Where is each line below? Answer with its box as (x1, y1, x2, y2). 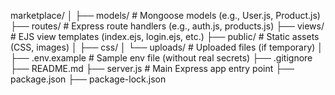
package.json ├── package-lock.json (10, 73, 167, 85)
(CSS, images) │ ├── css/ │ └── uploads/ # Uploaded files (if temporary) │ (10, 41, 324, 53)
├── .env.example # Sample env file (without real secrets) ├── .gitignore (10, 52, 313, 64)
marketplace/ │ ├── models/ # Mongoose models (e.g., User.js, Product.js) (10, 10, 321, 21)
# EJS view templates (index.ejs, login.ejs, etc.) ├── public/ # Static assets (10, 31, 320, 42)
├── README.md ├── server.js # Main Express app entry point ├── (10, 63, 295, 74)
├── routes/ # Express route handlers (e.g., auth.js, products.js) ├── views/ (10, 20, 325, 32)
